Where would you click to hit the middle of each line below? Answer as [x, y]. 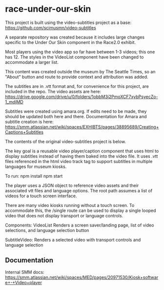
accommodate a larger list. [32, 62]
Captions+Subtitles [24, 132]
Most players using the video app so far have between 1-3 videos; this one [80, 52]
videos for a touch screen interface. [41, 196]
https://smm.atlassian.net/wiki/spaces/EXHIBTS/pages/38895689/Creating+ [82, 127]
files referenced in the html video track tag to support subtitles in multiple [79, 161]
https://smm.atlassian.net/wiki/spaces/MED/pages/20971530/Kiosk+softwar [82, 277]
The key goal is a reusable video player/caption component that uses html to [82, 151]
